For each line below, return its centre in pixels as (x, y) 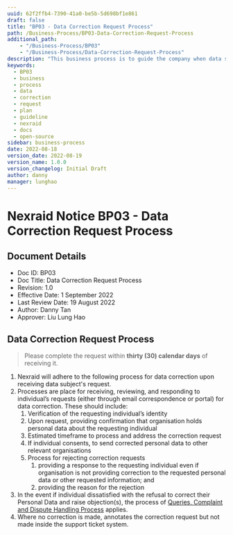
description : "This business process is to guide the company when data (114, 59)
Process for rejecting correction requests (86, 458)
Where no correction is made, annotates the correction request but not (118, 517)
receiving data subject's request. (64, 384)
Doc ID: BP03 (36, 273)
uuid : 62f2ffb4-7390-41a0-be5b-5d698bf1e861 (72, 14)
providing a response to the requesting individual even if (118, 466)
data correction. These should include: (72, 406)
